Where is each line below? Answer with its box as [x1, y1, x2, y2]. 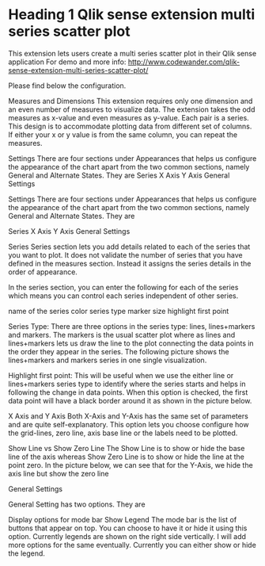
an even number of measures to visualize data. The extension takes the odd [8, 105, 256, 114]
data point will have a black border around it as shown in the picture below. [8, 396, 252, 405]
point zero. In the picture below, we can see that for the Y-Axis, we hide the [8, 460, 253, 469]
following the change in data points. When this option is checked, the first [8, 387, 248, 397]
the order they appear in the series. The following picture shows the [8, 346, 229, 356]
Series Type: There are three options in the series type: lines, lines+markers [8, 321, 256, 331]
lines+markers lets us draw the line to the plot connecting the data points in [8, 338, 255, 348]
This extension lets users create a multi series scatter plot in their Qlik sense [8, 48, 257, 58]
